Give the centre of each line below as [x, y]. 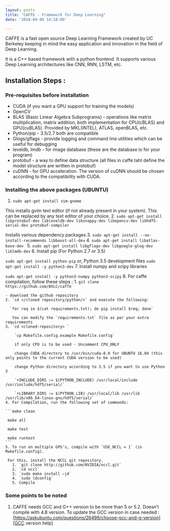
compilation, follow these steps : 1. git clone [52, 282]
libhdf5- [149, 221]
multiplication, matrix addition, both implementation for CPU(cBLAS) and [88, 122]
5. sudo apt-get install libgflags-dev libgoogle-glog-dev [90, 246]
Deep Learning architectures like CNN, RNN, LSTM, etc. [64, 65]
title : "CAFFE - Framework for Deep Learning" [55, 15]
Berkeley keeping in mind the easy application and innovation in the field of [84, 44]
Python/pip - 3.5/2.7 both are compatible [55, 134]
